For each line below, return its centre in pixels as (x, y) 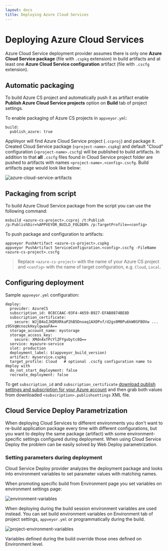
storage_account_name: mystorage (45, 330)
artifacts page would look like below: (43, 168)
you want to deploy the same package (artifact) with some (66, 433)
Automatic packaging (40, 86)
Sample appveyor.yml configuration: (42, 295)
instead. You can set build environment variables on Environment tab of (79, 514)
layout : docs (19, 10)
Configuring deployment (45, 283)
